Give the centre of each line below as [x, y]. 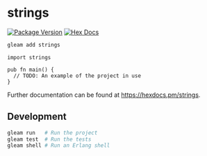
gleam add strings [34, 45]
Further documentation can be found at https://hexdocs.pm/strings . [104, 95]
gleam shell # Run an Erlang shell [59, 146]
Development [37, 117]
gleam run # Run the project [52, 133]
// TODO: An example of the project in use [77, 76]
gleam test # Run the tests [49, 139]
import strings [29, 57]
